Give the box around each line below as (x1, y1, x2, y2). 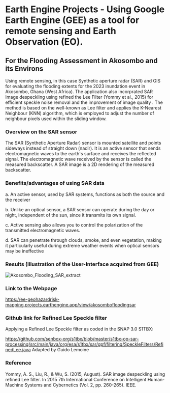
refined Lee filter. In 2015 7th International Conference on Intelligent (5, 376, 147, 382)
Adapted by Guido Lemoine (31, 347, 89, 353)
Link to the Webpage (5, 285, 57, 292)
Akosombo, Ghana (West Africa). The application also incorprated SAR (5, 89, 153, 95)
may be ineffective (5, 248, 44, 254)
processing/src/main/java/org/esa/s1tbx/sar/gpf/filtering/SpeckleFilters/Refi (5, 341, 164, 347)
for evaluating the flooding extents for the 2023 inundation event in (5, 83, 146, 89)
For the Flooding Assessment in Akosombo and (5, 56, 158, 65)
